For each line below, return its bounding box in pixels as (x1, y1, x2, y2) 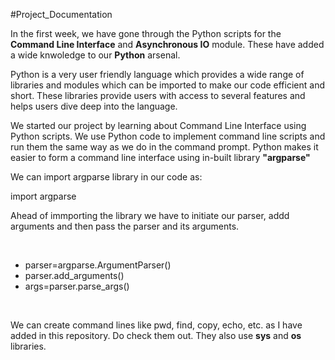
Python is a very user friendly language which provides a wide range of (10, 69, 305, 80)
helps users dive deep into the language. (10, 100, 178, 112)
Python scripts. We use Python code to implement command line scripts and (10, 130, 326, 142)
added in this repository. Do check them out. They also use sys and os (10, 330, 302, 341)
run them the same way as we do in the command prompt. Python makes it (10, 141, 319, 153)
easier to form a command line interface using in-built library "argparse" (10, 152, 311, 163)
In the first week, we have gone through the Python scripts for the (10, 28, 282, 39)
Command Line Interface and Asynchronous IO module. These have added (10, 39, 325, 50)
